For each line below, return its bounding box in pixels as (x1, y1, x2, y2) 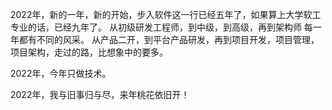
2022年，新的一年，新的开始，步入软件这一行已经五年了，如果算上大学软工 (10, 9, 322, 20)
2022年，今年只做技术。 (10, 68, 112, 79)
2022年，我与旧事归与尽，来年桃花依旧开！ (10, 89, 190, 100)
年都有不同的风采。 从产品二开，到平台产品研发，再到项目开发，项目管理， (10, 34, 320, 45)
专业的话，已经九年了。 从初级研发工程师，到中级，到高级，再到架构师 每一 (10, 21, 322, 33)
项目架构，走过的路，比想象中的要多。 (10, 46, 168, 58)
